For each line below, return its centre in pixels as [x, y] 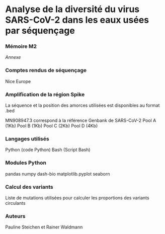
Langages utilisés [27, 139]
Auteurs [15, 216]
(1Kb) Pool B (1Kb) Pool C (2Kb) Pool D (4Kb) [52, 126]
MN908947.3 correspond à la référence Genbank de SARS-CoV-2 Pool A [81, 121]
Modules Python [26, 163]
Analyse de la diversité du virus [72, 9]
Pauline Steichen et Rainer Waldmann [44, 227]
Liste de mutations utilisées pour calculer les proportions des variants [77, 198]
